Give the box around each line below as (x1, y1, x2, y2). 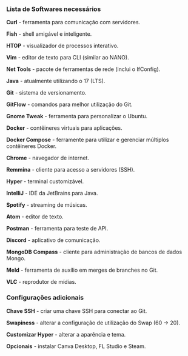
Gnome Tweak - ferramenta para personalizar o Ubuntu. (6, 113, 148, 120)
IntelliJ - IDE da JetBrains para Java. (6, 190, 98, 197)
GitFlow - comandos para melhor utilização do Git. (6, 101, 133, 108)
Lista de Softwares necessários (6, 5, 101, 13)
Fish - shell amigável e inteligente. (6, 30, 92, 38)
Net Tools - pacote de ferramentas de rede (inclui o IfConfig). (6, 65, 161, 73)
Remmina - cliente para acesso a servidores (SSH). (6, 166, 135, 173)
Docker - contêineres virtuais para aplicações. (6, 124, 123, 132)
